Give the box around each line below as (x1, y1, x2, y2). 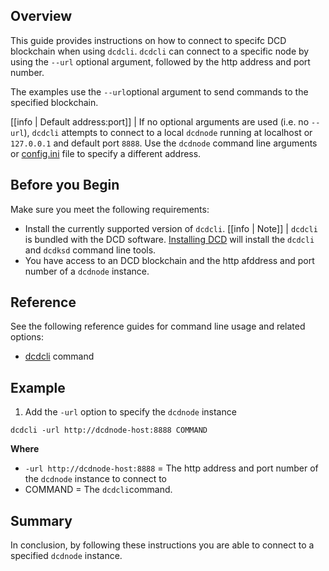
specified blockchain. (10, 96, 99, 108)
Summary (10, 512, 73, 529)
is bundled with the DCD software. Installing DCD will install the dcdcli (24, 233, 315, 245)
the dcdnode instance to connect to (24, 473, 167, 485)
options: (10, 331, 45, 343)
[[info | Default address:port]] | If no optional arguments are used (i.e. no (10, 115, 310, 128)
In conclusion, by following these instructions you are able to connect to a (10, 539, 315, 551)
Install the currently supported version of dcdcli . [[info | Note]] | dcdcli (24, 222, 318, 234)
